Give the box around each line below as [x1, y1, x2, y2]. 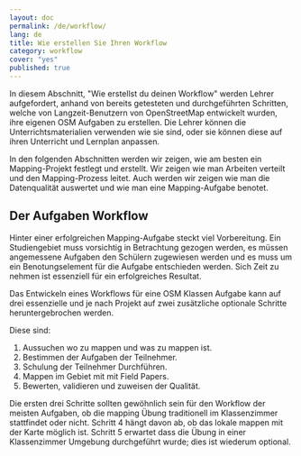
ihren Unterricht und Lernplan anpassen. [9, 136, 160, 147]
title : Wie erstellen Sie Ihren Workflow [9, 38, 168, 48]
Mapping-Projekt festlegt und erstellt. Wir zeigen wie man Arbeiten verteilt [9, 163, 286, 174]
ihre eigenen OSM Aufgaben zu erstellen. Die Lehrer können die [9, 116, 246, 127]
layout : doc [9, 13, 54, 23]
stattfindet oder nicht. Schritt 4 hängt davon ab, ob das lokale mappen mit [9, 416, 284, 428]
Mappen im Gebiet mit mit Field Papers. [22, 370, 169, 381]
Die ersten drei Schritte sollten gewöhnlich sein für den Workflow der [9, 397, 266, 408]
